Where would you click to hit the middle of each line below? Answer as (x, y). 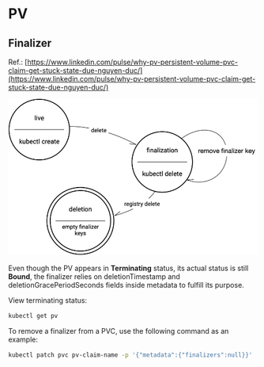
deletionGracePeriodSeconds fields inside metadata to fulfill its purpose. (126, 285)
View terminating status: (48, 300)
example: (23, 340)
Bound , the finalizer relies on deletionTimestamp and (94, 277)
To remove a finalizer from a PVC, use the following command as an (119, 331)
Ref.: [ (18, 62)
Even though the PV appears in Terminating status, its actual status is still (128, 268)
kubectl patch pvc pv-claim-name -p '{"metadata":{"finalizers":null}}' (130, 355)
